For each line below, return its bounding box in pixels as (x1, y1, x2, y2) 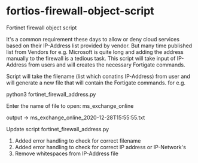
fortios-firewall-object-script (6, 4, 154, 18)
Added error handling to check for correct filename (14, 137, 141, 144)
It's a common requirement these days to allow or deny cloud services (6, 35, 179, 43)
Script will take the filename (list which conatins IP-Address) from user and (6, 73, 190, 80)
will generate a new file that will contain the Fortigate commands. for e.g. (6, 79, 186, 86)
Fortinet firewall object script (6, 24, 77, 31)
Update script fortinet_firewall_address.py (6, 125, 109, 132)
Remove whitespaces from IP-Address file (14, 150, 118, 157)
